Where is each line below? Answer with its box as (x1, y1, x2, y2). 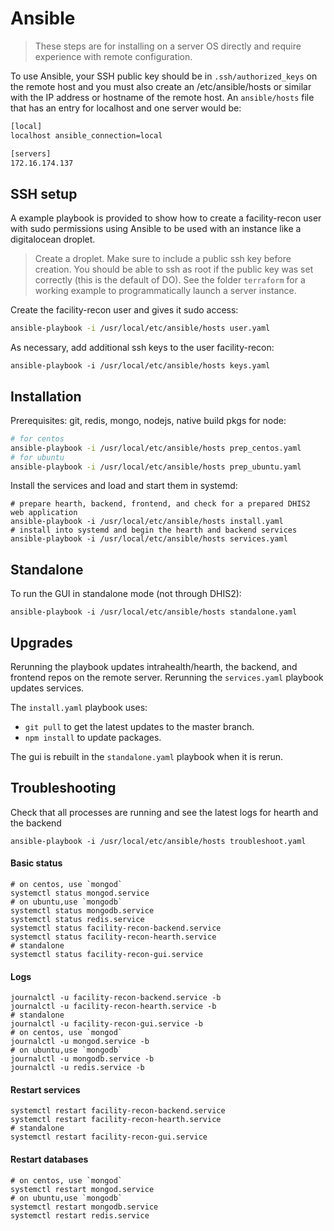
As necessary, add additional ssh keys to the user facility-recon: (10, 342, 275, 354)
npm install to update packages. (24, 732, 162, 744)
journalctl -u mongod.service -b (10, 1037, 150, 1047)
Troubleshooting (10, 780, 117, 797)
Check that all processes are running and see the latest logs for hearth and (10, 806, 319, 818)
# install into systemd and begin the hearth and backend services (10, 525, 298, 536)
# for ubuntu (10, 452, 65, 462)
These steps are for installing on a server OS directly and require (34, 40, 302, 52)
